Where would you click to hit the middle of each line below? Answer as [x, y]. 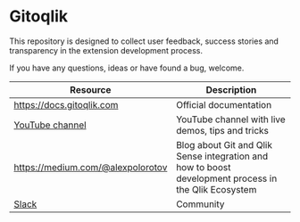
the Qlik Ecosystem [216, 189]
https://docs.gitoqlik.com [66, 104]
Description [231, 89]
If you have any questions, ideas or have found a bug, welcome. [127, 68]
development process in [226, 178]
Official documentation [224, 104]
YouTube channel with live [230, 119]
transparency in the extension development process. [106, 50]
